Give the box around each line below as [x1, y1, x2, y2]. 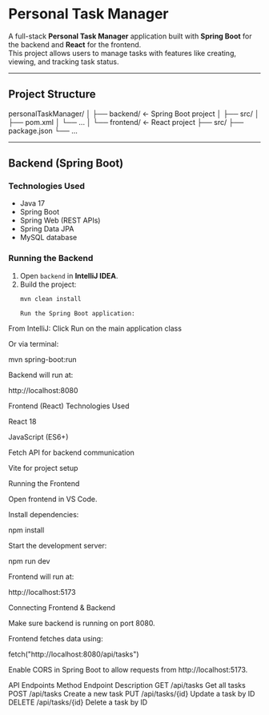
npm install [8, 525, 45, 535]
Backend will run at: [8, 370, 74, 380]
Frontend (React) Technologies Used [8, 401, 130, 411]
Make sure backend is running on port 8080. [8, 618, 155, 629]
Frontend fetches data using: [8, 634, 103, 644]
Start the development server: [8, 541, 107, 551]
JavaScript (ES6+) [8, 432, 69, 442]
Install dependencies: [8, 510, 79, 520]
